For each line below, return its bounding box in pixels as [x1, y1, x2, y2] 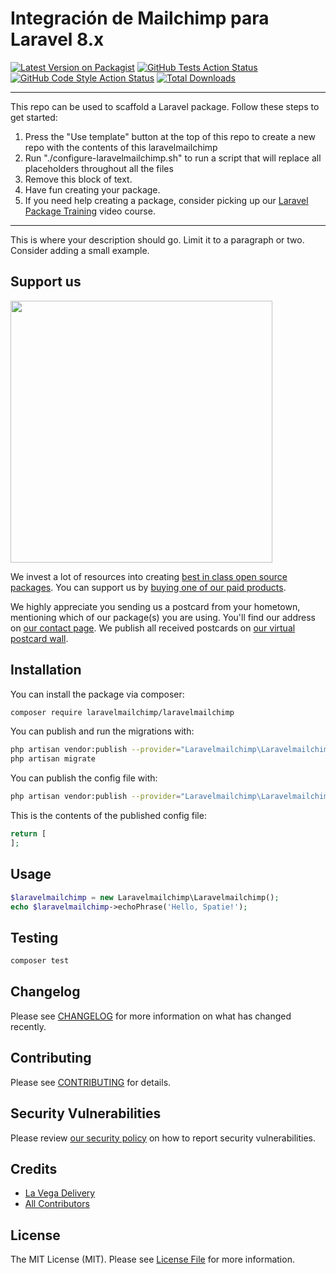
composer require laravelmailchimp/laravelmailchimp [10, 707, 235, 717]
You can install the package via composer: [10, 688, 185, 700]
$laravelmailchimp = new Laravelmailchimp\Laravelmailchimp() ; [10, 892, 280, 902]
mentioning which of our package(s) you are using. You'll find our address [10, 611, 316, 623]
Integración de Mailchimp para [10, 7, 270, 30]
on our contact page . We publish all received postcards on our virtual [10, 622, 296, 634]
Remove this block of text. [24, 173, 133, 185]
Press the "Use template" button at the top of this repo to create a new [24, 130, 316, 142]
